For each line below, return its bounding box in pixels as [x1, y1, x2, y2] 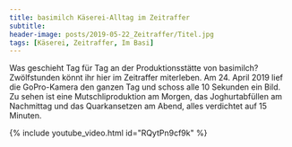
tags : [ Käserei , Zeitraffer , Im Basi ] [9, 38, 154, 48]
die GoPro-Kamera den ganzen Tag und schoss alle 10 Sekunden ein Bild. [9, 82, 281, 92]
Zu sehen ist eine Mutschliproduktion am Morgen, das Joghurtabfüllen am [9, 91, 283, 102]
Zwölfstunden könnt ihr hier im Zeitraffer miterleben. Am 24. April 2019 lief [9, 73, 284, 83]
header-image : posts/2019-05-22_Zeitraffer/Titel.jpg [9, 30, 215, 39]
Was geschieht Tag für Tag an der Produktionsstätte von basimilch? [9, 63, 259, 73]
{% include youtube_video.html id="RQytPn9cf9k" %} [9, 127, 208, 139]
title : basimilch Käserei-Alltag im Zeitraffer [9, 13, 191, 22]
